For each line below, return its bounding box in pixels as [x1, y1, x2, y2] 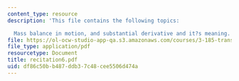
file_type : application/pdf [7, 43, 91, 50]
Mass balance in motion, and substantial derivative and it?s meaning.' [14, 30, 234, 37]
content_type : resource [7, 10, 78, 18]
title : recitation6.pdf [7, 56, 78, 64]
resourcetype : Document [7, 50, 78, 57]
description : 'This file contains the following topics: [7, 17, 180, 24]
